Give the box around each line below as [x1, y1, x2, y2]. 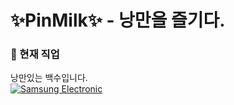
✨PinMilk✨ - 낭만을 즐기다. [10, 9, 226, 32]
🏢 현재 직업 [10, 47, 60, 61]
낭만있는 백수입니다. [10, 72, 88, 84]
